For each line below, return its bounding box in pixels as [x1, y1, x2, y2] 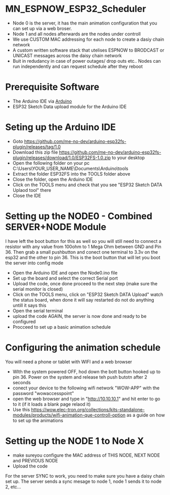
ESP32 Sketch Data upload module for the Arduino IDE [12, 103, 127, 110]
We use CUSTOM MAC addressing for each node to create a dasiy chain [12, 36, 164, 42]
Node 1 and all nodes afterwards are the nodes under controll [12, 31, 141, 37]
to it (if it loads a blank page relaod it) [12, 401, 91, 407]
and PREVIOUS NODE [12, 457, 58, 463]
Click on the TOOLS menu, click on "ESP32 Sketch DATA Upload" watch [12, 291, 163, 298]
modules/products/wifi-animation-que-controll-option [12, 412, 126, 418]
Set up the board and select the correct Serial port [12, 275, 118, 281]
